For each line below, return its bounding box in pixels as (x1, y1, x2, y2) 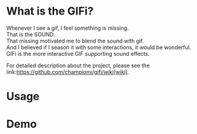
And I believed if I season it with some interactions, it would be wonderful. (6, 44, 192, 51)
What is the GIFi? (6, 4, 94, 18)
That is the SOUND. (6, 30, 55, 38)
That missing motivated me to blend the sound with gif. (6, 37, 144, 44)
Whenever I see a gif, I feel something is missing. (6, 24, 129, 32)
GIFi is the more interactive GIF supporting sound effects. (6, 50, 150, 57)
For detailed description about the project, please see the (6, 62, 150, 69)
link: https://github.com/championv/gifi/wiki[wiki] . (6, 68, 130, 75)
